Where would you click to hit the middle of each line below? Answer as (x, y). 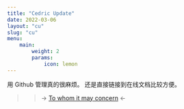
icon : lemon (61, 64)
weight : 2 (45, 52)
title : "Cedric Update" (41, 13)
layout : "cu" (26, 26)
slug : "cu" (23, 32)
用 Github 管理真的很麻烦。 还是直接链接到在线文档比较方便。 (94, 84)
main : (27, 45)
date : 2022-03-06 (32, 20)
